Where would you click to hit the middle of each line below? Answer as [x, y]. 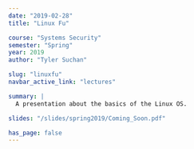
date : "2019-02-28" [41, 16]
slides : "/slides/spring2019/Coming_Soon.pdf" [87, 118]
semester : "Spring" [41, 45]
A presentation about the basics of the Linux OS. [101, 104]
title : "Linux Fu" [39, 23]
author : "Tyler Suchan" [48, 60]
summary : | [26, 96]
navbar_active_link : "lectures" [62, 82]
